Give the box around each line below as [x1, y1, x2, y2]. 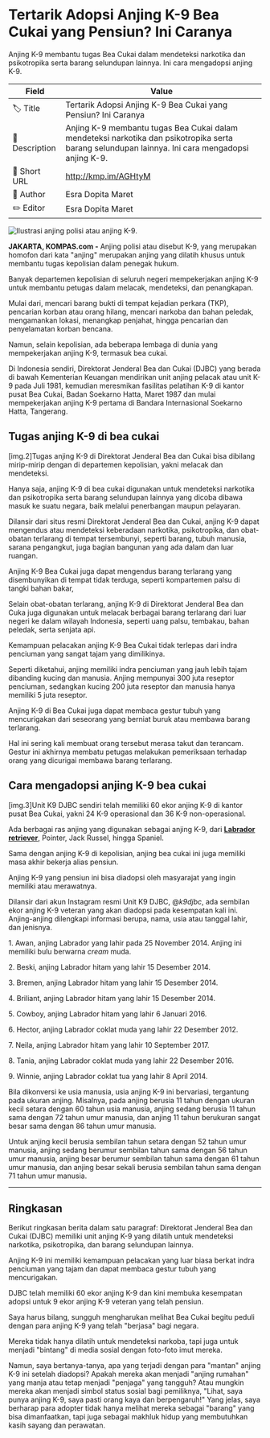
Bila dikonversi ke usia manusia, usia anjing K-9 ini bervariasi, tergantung [8, 1086, 249, 1096]
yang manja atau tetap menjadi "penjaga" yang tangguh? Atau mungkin [8, 1378, 244, 1387]
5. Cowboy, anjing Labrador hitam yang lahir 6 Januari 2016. [8, 1008, 207, 1019]
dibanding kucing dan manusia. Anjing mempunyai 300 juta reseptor [8, 673, 235, 682]
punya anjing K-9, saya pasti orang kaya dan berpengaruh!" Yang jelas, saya [8, 1395, 261, 1405]
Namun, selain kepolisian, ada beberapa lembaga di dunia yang [8, 340, 219, 349]
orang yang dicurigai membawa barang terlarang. [8, 755, 173, 765]
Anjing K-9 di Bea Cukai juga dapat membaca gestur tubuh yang [8, 706, 221, 715]
